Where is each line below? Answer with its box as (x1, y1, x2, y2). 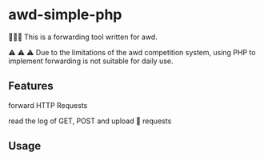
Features (8, 79, 54, 93)
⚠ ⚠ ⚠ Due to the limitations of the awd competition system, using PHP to (8, 47, 256, 57)
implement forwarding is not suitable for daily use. (8, 56, 174, 66)
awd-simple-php (8, 6, 122, 24)
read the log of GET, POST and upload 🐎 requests (8, 116, 172, 126)
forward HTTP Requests (8, 100, 88, 110)
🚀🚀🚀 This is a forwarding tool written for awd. (8, 32, 158, 42)
